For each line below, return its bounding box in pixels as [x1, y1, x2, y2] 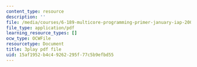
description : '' [6, 14, 46, 20]
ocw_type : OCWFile [6, 36, 51, 41]
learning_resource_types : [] [6, 30, 77, 36]
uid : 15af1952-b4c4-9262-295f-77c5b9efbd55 [6, 52, 114, 58]
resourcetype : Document [6, 41, 64, 47]
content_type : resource [6, 8, 64, 15]
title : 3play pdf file [6, 47, 62, 52]
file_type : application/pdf [6, 24, 75, 31]
